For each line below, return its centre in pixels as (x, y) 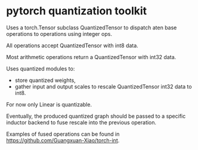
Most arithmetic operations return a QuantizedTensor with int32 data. (91, 57)
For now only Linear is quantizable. (49, 104)
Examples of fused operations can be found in (63, 134)
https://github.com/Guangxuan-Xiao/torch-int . (63, 140)
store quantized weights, (45, 80)
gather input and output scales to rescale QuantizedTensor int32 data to (103, 86)
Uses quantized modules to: (41, 68)
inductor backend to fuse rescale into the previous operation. (81, 122)
